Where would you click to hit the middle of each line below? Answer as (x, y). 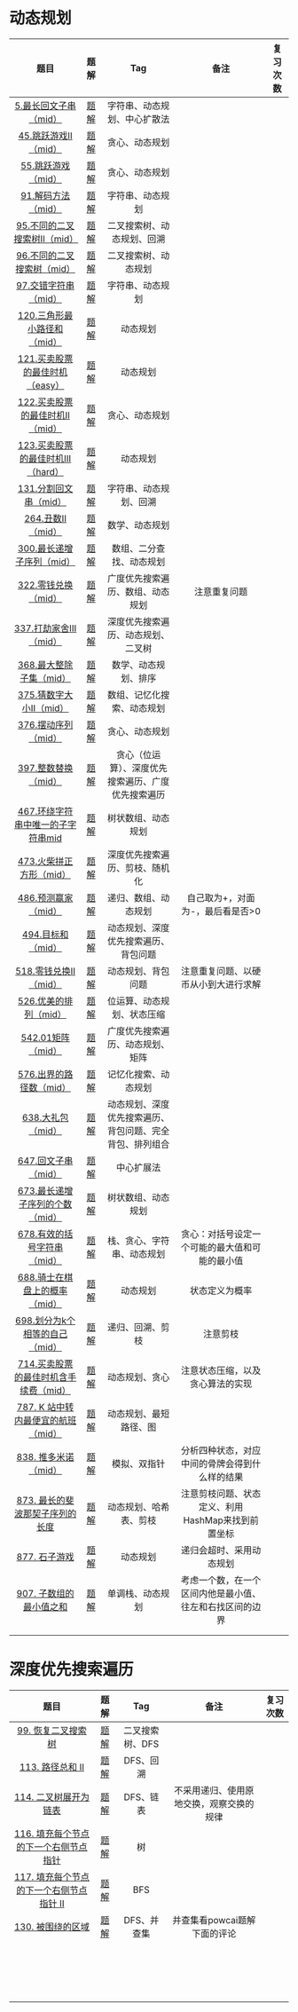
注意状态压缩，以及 (221, 1370)
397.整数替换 (45, 768)
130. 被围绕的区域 (52, 1927)
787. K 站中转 (45, 1407)
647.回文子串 (45, 1161)
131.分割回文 (45, 488)
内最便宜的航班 (45, 1420)
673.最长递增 (45, 1190)
